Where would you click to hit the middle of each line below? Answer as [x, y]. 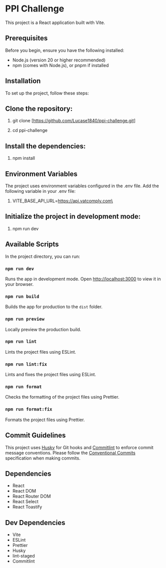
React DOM [24, 491]
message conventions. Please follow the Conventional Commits [70, 453]
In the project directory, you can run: [43, 256]
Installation [23, 81]
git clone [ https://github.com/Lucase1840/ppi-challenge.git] [74, 121]
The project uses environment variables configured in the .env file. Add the [82, 186]
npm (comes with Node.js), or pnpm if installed [60, 65]
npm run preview [25, 319]
